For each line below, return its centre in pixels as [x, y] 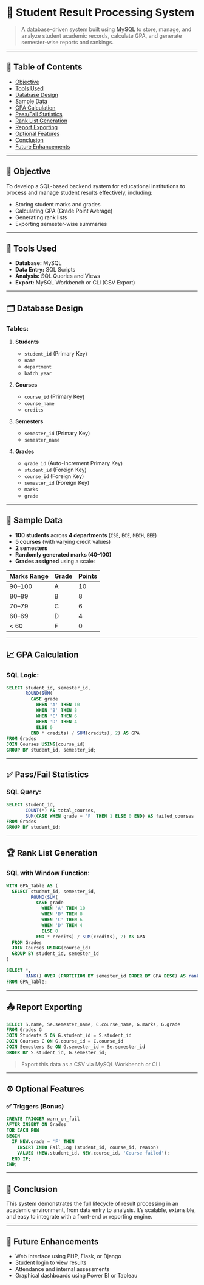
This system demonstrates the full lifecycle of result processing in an [93, 1204]
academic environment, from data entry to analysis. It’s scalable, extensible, [101, 1210]
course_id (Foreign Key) [54, 476]
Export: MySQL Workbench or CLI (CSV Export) [75, 283]
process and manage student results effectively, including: [80, 192]
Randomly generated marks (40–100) [63, 554]
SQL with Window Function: [48, 873]
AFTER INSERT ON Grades [36, 1125]
